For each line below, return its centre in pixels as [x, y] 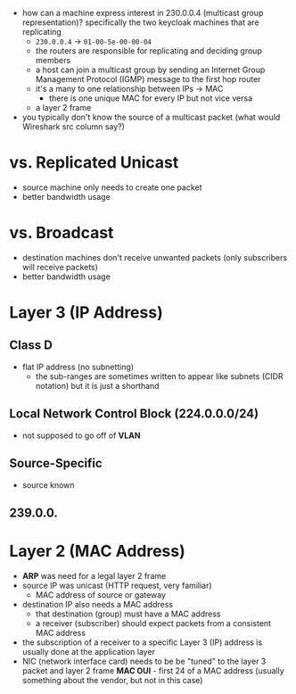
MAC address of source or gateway [101, 595]
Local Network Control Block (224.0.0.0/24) [134, 414]
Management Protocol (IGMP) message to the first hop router [148, 79]
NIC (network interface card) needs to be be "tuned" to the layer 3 [144, 661]
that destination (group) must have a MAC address [128, 614]
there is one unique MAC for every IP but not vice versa [151, 98]
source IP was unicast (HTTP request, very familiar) [117, 585]
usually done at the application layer [89, 651]
